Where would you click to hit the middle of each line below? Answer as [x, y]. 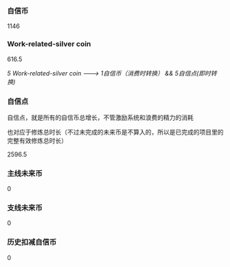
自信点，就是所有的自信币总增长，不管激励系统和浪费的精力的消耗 [100, 117]
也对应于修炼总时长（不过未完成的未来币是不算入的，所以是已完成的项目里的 [115, 132]
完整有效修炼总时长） [37, 140]
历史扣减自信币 [32, 242]
